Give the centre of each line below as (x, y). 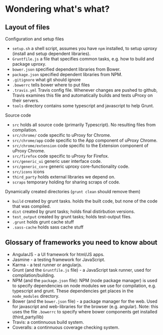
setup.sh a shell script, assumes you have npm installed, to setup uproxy (84, 48)
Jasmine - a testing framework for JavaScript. (59, 259)
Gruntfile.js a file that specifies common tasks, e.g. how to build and (83, 59)
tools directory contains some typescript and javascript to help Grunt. (83, 106)
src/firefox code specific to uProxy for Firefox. (60, 156)
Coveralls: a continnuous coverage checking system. (66, 327)
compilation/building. (33, 275)
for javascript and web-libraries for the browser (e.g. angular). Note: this (85, 306)
